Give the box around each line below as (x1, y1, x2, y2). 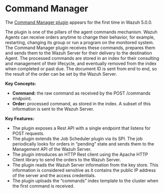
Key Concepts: (5, 80, 36, 87)
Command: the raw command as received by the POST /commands (12, 90, 151, 96)
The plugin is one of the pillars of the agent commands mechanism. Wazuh (5, 29, 158, 35)
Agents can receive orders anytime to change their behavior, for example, (5, 34, 155, 40)
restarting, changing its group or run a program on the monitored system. (5, 39, 154, 45)
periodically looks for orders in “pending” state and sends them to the (12, 141, 155, 146)
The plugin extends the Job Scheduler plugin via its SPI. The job (12, 136, 143, 142)
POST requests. (12, 130, 44, 136)
